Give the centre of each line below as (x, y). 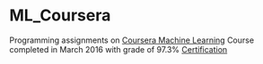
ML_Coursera (60, 16)
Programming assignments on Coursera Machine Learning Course (131, 40)
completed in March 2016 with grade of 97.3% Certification (118, 49)
